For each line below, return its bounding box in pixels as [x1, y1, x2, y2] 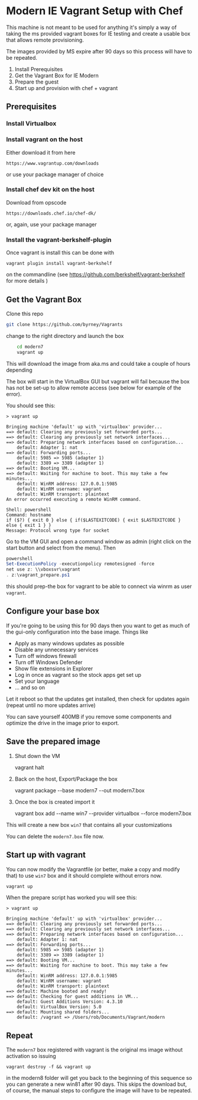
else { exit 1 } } [6, 522, 51, 528]
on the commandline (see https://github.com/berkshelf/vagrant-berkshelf [6, 271, 185, 278]
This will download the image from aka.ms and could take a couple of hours [6, 360, 191, 367]
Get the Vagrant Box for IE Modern [14, 72, 99, 79]
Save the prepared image [6, 737, 100, 747]
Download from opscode [6, 199, 67, 206]
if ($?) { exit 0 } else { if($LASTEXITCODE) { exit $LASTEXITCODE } [6, 517, 181, 523]
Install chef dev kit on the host [6, 186, 95, 194]
